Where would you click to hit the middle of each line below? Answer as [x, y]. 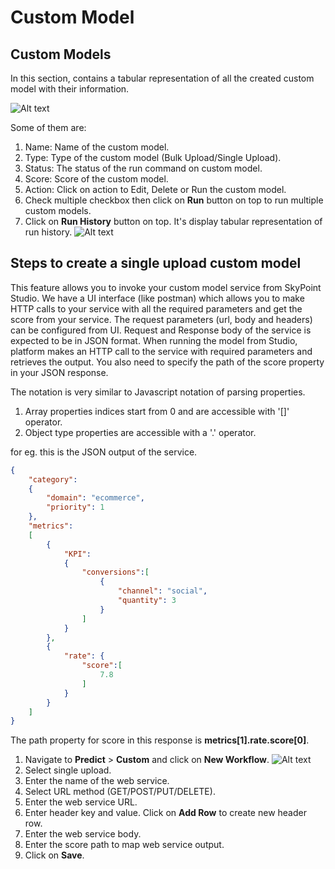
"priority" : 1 [75, 507]
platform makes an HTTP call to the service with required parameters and [161, 351]
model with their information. [70, 89]
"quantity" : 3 [147, 601]
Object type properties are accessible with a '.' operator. [140, 432]
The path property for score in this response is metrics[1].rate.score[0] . [160, 740]
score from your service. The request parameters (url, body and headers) [161, 319]
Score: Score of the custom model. [96, 179]
